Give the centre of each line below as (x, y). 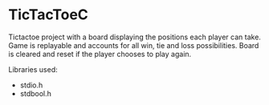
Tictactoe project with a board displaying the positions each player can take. (134, 37)
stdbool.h (36, 93)
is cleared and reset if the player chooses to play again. (100, 54)
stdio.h (31, 85)
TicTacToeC (48, 15)
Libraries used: (33, 69)
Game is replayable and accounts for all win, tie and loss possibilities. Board (134, 45)
